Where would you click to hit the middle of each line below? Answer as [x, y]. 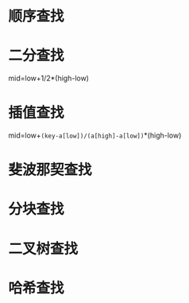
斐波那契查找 [50, 170]
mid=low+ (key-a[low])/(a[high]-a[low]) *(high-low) [95, 135]
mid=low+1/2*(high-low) [49, 78]
